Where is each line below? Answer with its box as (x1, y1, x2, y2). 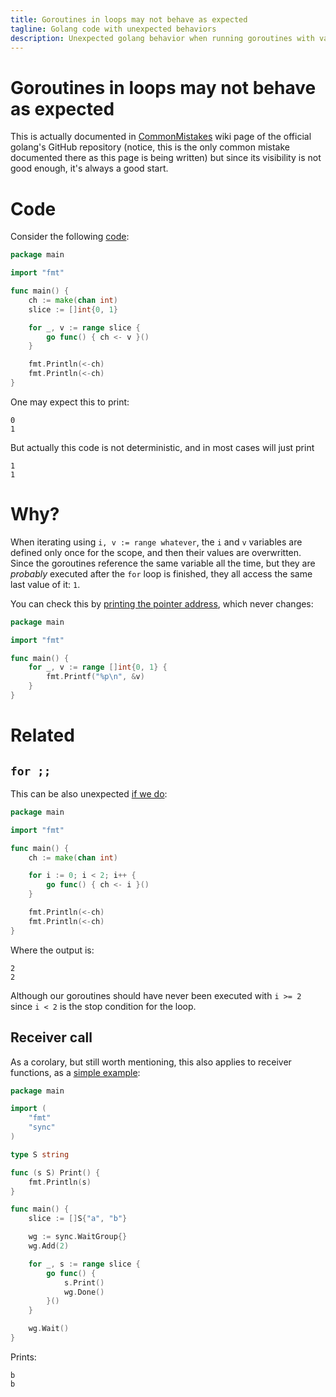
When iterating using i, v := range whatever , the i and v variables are (10, 536, 303, 548)
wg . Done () (63, 1287, 105, 1297)
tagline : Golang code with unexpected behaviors (10, 24, 217, 34)
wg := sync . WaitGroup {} (28, 1232, 128, 1242)
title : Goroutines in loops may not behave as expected (10, 14, 248, 25)
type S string (10, 1149, 70, 1160)
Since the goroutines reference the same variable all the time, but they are (10, 557, 316, 569)
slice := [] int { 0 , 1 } (28, 304, 118, 315)
